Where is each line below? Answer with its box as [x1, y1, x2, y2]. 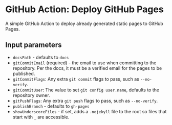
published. [12, 70, 35, 77]
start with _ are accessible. [12, 114, 70, 120]
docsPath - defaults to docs [12, 54, 69, 60]
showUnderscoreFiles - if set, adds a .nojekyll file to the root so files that [12, 108, 167, 114]
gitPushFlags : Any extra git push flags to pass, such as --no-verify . [12, 97, 158, 104]
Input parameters [5, 41, 62, 49]
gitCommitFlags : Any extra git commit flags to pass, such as [12, 76, 140, 82]
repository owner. [12, 92, 50, 98]
